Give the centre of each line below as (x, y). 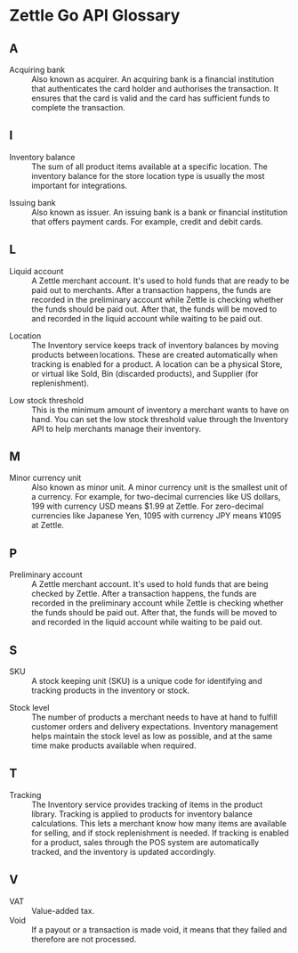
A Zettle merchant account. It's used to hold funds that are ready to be (161, 281)
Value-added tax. (63, 910)
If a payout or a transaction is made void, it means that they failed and (159, 929)
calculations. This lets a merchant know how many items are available (159, 823)
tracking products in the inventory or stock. (110, 690)
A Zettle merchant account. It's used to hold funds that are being (150, 584)
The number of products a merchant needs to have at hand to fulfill (154, 717)
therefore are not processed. (84, 939)
